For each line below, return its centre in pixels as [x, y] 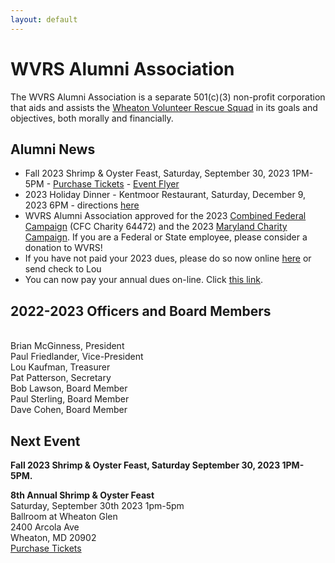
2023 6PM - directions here [82, 205]
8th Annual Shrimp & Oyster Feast [82, 495]
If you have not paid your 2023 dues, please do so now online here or [168, 258]
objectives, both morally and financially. [92, 118]
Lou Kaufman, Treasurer [60, 367]
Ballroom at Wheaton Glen [64, 516]
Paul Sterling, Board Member [70, 399]
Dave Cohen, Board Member [69, 410]
